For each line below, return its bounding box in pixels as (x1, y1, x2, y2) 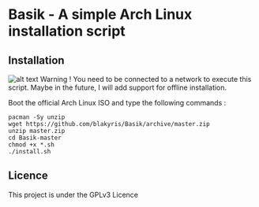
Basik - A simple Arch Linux (8, 6, 193, 24)
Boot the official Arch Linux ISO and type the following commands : (8, 98, 227, 107)
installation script (8, 22, 126, 40)
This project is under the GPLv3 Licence (8, 190, 138, 199)
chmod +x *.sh (8, 141, 55, 149)
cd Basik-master (8, 134, 62, 142)
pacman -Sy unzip (8, 113, 66, 121)
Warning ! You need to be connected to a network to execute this (39, 75, 252, 83)
